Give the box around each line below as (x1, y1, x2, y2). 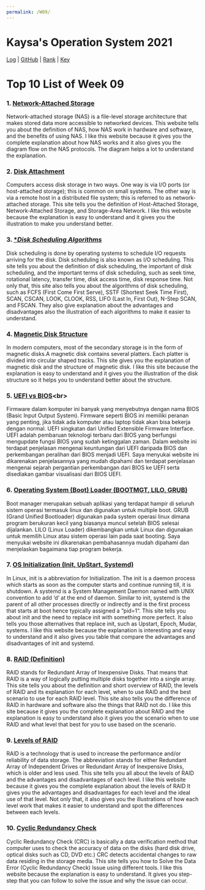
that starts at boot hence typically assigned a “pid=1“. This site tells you (6, 607, 187, 614)
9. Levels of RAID (6, 736, 58, 745)
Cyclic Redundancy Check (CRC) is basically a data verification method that (6, 837, 198, 845)
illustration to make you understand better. (6, 220, 113, 227)
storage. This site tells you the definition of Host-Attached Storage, (29, 200, 199, 208)
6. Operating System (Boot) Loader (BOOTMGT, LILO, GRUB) (6, 486, 188, 494)
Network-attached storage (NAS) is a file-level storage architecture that (6, 113, 187, 120)
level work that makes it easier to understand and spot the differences (6, 802, 183, 809)
